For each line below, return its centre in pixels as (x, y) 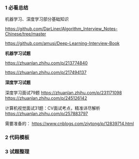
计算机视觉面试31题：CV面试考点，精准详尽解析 (53, 108)
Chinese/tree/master (26, 34)
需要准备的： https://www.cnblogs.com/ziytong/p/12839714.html (69, 124)
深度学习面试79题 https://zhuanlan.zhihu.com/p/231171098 (63, 93)
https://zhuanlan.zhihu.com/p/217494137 (46, 72)
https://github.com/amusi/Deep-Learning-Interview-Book (62, 43)
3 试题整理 (17, 152)
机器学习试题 (18, 53)
